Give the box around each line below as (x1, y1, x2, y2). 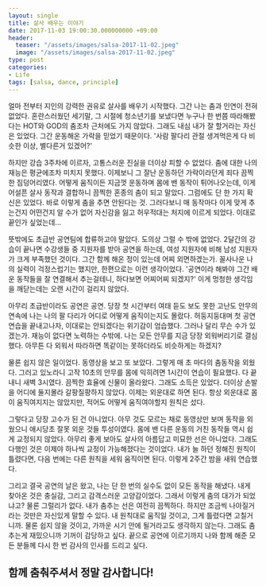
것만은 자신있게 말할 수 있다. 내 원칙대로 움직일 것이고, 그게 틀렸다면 (22, 510, 233, 520)
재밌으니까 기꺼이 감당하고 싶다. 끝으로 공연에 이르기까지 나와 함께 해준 (29, 530, 248, 540)
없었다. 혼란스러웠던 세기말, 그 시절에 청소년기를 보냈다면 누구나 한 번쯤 (8, 111, 229, 120)
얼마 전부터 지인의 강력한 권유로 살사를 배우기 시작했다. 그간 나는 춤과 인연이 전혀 (8, 101, 258, 111)
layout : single (8, 11, 59, 20)
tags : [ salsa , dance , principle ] (8, 78, 119, 86)
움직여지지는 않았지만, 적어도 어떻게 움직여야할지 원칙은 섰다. (16, 397, 206, 406)
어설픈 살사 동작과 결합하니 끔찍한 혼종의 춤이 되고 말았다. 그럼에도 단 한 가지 (8, 188, 245, 197)
